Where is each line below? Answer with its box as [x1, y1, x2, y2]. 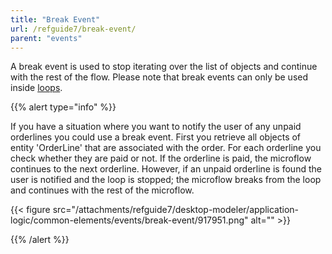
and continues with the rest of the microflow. [10, 184, 195, 196]
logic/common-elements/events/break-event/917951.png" [10, 214, 249, 226]
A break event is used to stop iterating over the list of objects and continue [10, 61, 318, 73]
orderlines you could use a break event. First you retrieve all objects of [10, 131, 302, 143]
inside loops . [10, 82, 63, 94]
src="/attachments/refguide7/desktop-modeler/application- [52, 204, 300, 216]
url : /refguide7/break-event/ [10, 24, 137, 34]
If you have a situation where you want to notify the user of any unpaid [10, 121, 302, 133]
